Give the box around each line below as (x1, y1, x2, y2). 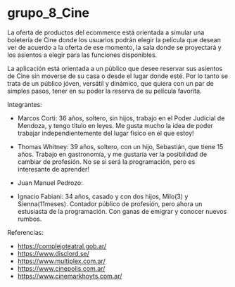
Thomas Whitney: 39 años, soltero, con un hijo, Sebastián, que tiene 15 (17, 142, 224, 151)
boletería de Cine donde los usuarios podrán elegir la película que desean (7, 35, 222, 44)
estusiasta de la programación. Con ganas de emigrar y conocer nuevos (17, 207, 227, 215)
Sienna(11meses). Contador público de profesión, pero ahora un (17, 199, 203, 208)
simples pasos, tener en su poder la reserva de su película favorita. (7, 87, 202, 95)
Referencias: (7, 228, 44, 236)
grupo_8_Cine (7, 5, 90, 21)
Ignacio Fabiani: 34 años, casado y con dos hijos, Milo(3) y (17, 192, 189, 200)
